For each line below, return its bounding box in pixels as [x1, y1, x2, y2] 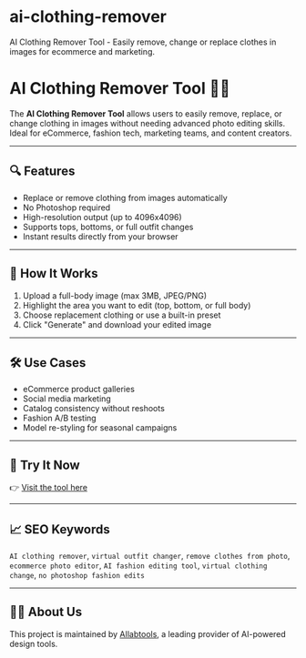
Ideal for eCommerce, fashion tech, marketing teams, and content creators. [9, 127, 292, 138]
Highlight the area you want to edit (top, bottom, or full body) [22, 299, 251, 310]
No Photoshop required [22, 202, 111, 213]
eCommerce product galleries [22, 384, 135, 395]
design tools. [9, 638, 58, 649]
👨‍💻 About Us [9, 604, 83, 620]
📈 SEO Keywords [9, 521, 111, 537]
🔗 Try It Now [9, 457, 80, 472]
